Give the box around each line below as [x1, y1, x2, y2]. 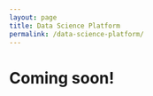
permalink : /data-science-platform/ [9, 29, 144, 38]
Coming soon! [9, 68, 115, 88]
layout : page [9, 12, 57, 22]
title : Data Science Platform [9, 21, 121, 30]
